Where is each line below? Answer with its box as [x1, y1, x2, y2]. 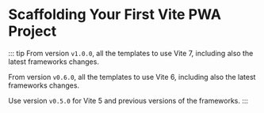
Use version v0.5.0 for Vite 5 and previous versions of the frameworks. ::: [8, 96, 248, 105]
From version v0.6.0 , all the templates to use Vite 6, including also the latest [8, 72, 256, 81]
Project [8, 22, 57, 40]
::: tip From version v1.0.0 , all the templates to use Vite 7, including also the [8, 48, 254, 58]
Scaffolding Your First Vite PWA [8, 6, 222, 24]
